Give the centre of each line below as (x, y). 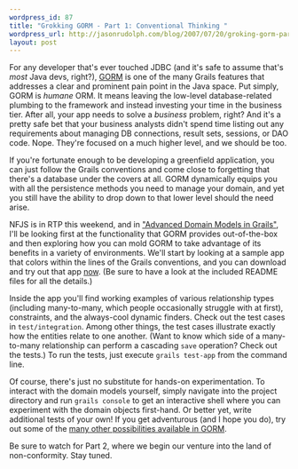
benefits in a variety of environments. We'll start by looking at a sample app (147, 253)
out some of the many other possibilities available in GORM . (118, 429)
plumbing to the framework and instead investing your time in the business (145, 105)
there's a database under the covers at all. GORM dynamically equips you (143, 179)
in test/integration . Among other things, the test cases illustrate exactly (143, 327)
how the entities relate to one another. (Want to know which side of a (135, 336)
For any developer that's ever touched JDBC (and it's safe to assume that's (146, 68)
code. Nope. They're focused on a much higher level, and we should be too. (148, 143)
